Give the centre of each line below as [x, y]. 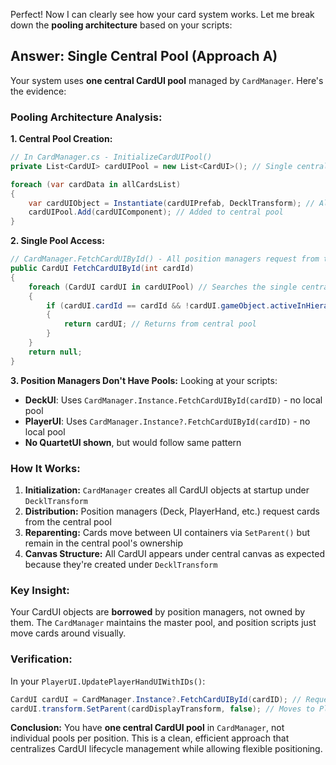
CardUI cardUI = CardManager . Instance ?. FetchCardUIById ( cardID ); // [156, 699]
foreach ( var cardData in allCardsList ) [96, 184]
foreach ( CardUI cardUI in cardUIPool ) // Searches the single [163, 287]
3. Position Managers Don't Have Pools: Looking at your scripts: [144, 380]
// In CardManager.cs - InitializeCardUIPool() [111, 157]
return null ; [55, 352]
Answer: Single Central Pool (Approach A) [144, 56]
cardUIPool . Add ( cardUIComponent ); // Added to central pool [156, 212]
